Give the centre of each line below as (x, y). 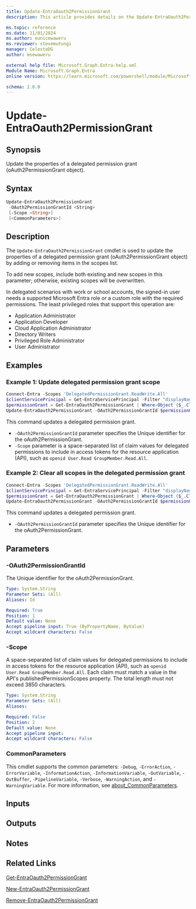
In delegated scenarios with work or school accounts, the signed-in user (93, 292)
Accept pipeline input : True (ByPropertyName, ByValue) (75, 627)
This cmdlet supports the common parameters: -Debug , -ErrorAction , (89, 766)
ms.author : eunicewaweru (36, 39)
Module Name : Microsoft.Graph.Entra (50, 71)
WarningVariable (26, 785)
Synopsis (23, 150)
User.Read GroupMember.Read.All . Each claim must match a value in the (91, 672)
